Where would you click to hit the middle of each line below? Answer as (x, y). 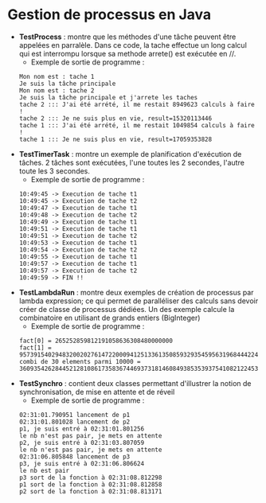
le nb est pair (44, 470)
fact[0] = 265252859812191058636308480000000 (96, 341)
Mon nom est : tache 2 (57, 90)
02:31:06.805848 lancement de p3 (74, 456)
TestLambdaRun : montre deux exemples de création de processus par (136, 292)
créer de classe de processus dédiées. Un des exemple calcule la (127, 309)
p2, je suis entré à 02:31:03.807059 (82, 443)
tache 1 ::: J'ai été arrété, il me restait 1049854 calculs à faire (137, 125)
